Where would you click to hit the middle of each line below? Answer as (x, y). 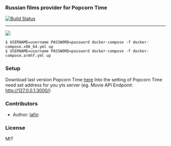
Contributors (22, 103)
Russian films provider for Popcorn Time (56, 8)
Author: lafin (26, 114)
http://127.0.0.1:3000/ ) (28, 90)
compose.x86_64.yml (26, 47)
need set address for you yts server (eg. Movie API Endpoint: (69, 85)
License (15, 128)
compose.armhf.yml (25, 56)
